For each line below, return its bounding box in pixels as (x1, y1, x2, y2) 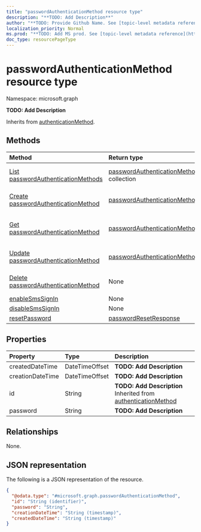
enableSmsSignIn (9, 294, 59, 303)
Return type (108, 153, 144, 162)
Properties (6, 334, 47, 344)
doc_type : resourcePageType (6, 37, 77, 43)
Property (9, 352, 35, 360)
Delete (9, 273, 28, 282)
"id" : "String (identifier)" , (11, 498, 87, 504)
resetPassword (9, 314, 52, 322)
